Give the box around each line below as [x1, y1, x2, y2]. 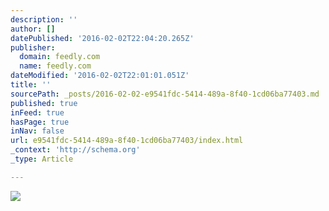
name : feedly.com [19, 61, 92, 71]
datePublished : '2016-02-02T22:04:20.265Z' [10, 33, 195, 43]
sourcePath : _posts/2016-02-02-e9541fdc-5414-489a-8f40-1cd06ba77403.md [10, 89, 320, 99]
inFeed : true [10, 107, 65, 118]
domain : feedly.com [19, 52, 101, 62]
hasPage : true [10, 117, 70, 127]
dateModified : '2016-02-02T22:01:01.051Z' [10, 71, 190, 81]
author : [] [10, 24, 56, 34]
